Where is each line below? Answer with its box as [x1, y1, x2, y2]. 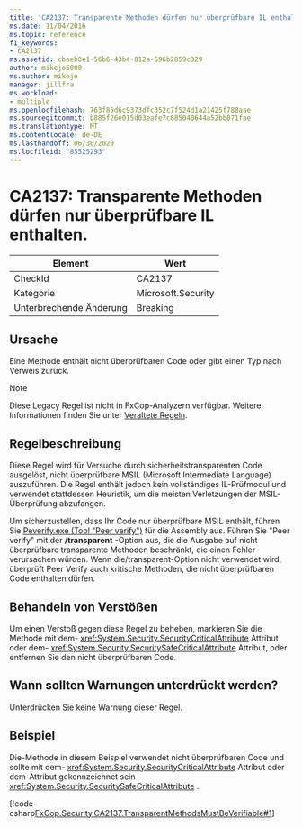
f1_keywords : [9, 38, 58, 48]
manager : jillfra [9, 80, 75, 89]
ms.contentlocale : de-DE [9, 131, 102, 140]
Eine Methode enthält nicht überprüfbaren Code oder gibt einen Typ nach [9, 356, 282, 367]
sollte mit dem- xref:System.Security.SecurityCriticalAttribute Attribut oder [9, 761, 285, 772]
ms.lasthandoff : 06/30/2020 [9, 139, 115, 148]
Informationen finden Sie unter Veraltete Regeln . [9, 410, 188, 421]
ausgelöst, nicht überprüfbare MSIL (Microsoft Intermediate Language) [9, 469, 272, 480]
